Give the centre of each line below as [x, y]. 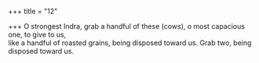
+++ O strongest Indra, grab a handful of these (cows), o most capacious [127, 26]
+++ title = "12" [33, 11]
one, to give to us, [37, 35]
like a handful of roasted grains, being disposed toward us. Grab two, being [130, 43]
